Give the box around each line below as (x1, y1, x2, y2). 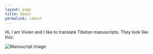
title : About (5, 12, 31, 16)
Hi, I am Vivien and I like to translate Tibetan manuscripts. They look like (5, 29, 149, 35)
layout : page (5, 7, 31, 12)
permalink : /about (5, 16, 42, 21)
